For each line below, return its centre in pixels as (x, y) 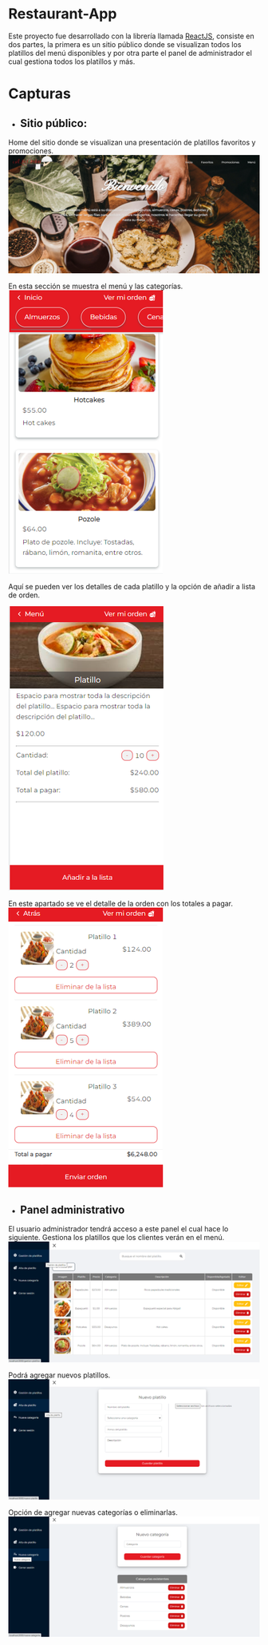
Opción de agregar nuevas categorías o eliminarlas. (93, 1512)
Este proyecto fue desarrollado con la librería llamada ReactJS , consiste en (132, 36)
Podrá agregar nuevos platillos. (59, 1375)
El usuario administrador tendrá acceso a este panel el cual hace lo (118, 1229)
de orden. (24, 595)
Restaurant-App (63, 14)
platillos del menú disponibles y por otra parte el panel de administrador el (130, 53)
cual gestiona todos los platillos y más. (72, 61)
